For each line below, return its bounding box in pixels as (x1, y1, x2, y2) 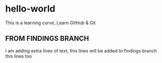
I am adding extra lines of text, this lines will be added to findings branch (5, 47, 157, 53)
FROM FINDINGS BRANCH (5, 34, 89, 43)
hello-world (5, 3, 56, 15)
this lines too (5, 53, 32, 59)
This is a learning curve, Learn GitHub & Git (5, 20, 96, 26)
